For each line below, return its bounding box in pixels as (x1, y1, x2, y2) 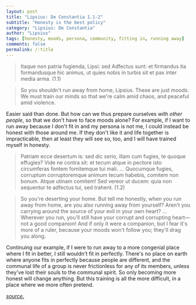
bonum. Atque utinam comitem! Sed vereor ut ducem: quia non (20, 177, 173, 184)
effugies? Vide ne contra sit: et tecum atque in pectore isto (20, 159, 162, 166)
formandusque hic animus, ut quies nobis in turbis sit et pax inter (20, 68, 177, 76)
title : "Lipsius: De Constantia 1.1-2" (6, 14, 104, 20)
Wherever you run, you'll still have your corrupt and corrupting (20, 214, 171, 221)
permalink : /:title (6, 47, 54, 53)
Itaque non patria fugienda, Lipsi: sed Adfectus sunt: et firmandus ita (20, 63, 186, 70)
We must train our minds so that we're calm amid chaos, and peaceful (20, 92, 189, 100)
